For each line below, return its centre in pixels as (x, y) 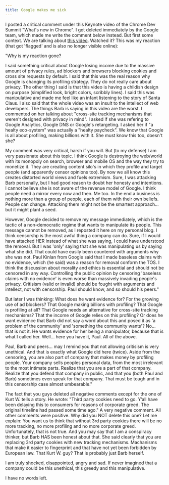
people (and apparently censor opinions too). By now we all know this (78, 172)
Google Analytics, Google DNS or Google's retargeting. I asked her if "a (79, 124)
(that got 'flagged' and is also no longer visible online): (62, 46)
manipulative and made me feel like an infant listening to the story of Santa (83, 98)
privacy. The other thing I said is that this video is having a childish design (82, 87)
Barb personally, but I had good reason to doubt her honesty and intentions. (84, 183)
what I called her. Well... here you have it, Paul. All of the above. (71, 336)
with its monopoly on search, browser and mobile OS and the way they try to (85, 161)
